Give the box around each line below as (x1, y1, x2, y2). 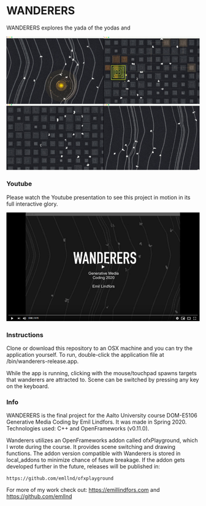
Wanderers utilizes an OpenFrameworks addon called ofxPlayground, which (6, 437, 198, 444)
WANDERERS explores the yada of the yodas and (6, 24, 131, 31)
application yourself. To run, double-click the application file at (6, 351, 164, 358)
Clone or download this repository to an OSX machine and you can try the (6, 344, 193, 352)
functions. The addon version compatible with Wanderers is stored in (6, 450, 181, 457)
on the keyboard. (6, 383, 50, 390)
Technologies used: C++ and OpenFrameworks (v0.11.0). (6, 425, 150, 432)
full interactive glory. (6, 200, 58, 208)
